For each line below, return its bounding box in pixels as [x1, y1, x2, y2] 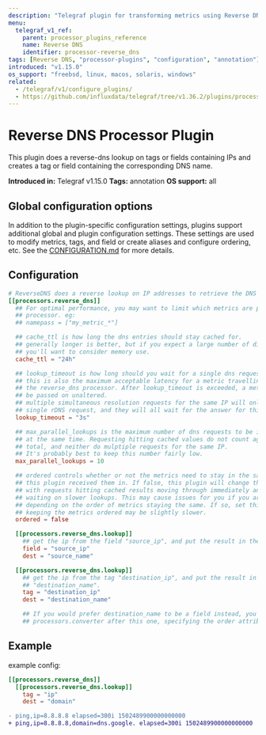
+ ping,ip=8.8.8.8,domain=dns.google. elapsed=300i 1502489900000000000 [8, 719, 253, 728]
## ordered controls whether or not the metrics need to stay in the [15, 472, 249, 479]
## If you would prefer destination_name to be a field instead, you [22, 610, 257, 618]
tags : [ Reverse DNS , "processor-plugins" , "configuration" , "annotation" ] [8, 56, 260, 64]
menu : [8, 19, 26, 27]
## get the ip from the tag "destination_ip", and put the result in [22, 574, 257, 582]
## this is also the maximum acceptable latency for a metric [15, 377, 225, 385]
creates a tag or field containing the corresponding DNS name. [8, 161, 213, 171]
